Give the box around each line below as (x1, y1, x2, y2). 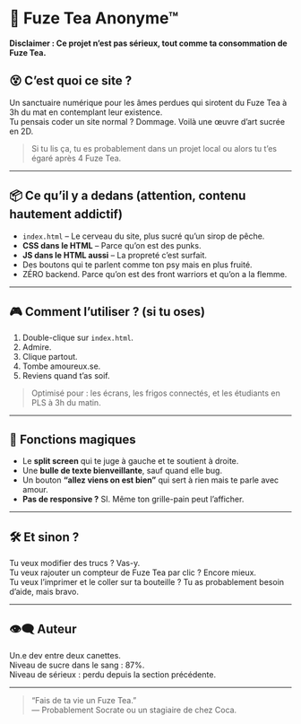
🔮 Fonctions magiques (9, 432, 136, 447)
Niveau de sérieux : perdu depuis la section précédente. (9, 668, 217, 680)
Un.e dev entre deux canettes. (9, 650, 121, 660)
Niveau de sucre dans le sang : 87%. (9, 659, 145, 670)
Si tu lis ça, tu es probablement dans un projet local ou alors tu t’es (30, 143, 278, 153)
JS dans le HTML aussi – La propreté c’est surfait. (21, 249, 208, 260)
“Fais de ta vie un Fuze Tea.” (30, 694, 137, 705)
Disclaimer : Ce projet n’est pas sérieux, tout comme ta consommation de (9, 38, 288, 48)
